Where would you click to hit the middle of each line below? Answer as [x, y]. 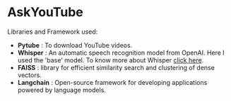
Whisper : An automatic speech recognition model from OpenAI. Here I [121, 53]
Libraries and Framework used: [53, 32]
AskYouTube [45, 12]
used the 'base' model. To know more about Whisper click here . [111, 60]
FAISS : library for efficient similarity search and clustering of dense [116, 67]
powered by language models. [61, 90]
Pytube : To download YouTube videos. [75, 45]
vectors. [30, 75]
